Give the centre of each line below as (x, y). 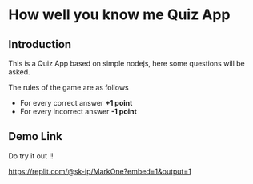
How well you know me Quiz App (119, 15)
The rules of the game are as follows (69, 87)
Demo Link (35, 136)
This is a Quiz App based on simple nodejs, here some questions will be (127, 63)
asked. (19, 72)
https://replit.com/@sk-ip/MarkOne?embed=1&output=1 (100, 171)
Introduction (40, 44)
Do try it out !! (31, 156)
